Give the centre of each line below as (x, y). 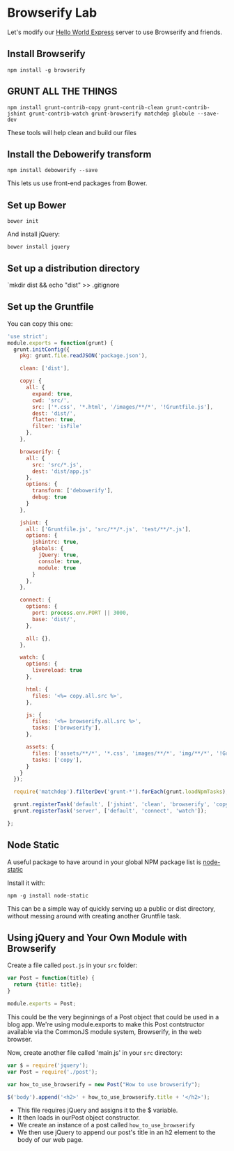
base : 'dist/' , (54, 619)
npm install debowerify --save (53, 171)
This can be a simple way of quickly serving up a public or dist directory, (111, 908)
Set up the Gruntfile (50, 307)
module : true (57, 568)
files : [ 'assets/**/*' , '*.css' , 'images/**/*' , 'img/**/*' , (123, 753)
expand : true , (53, 394)
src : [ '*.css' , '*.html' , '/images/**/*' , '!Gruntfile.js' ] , (123, 407)
